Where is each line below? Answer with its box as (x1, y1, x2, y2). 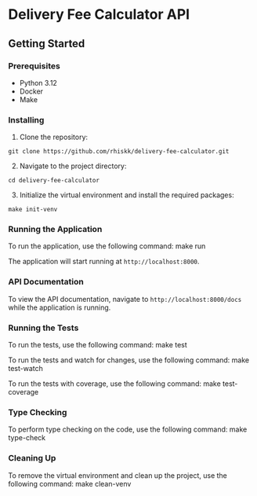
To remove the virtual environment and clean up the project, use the (8, 470, 227, 480)
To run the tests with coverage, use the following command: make (8, 379, 221, 388)
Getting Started (8, 37, 85, 50)
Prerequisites (8, 61, 60, 72)
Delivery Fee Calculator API (8, 6, 190, 24)
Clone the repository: (19, 132, 89, 142)
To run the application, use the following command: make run (8, 241, 206, 251)
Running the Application (8, 224, 103, 235)
